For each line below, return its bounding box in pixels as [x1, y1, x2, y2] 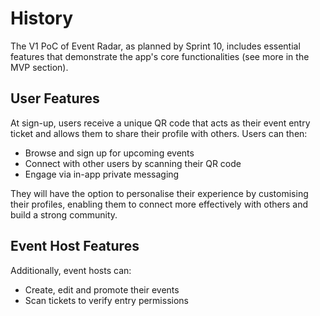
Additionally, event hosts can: [10, 264, 132, 276]
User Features [10, 90, 100, 107]
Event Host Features [10, 238, 140, 255]
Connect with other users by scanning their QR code [24, 157, 242, 169]
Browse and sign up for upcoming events [24, 147, 195, 159]
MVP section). [10, 61, 69, 73]
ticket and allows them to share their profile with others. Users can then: [10, 127, 308, 139]
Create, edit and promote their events [24, 283, 180, 296]
